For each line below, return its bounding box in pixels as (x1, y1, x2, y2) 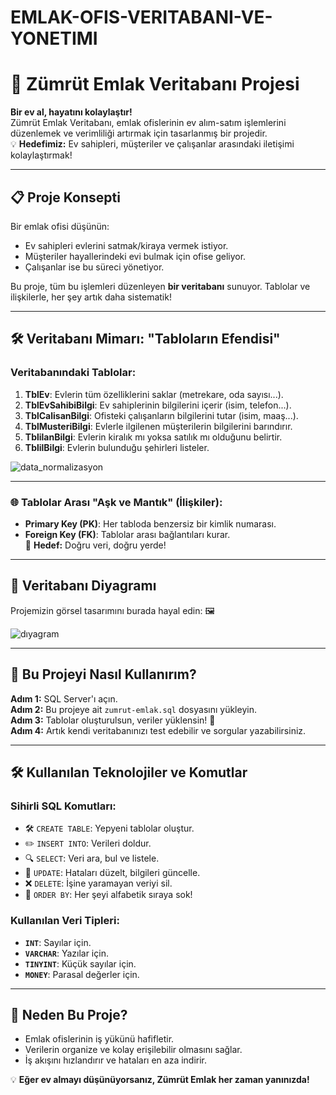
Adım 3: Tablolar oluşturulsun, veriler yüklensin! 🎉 (10, 714, 216, 726)
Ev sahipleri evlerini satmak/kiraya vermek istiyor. (24, 239, 229, 251)
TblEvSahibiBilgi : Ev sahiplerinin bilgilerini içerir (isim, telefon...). (24, 399, 292, 411)
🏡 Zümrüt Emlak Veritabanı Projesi (10, 73, 300, 96)
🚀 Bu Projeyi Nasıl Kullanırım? (10, 666, 197, 683)
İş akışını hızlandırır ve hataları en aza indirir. (24, 1054, 208, 1066)
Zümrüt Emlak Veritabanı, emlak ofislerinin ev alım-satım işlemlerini (10, 117, 287, 129)
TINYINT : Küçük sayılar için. (24, 957, 137, 970)
